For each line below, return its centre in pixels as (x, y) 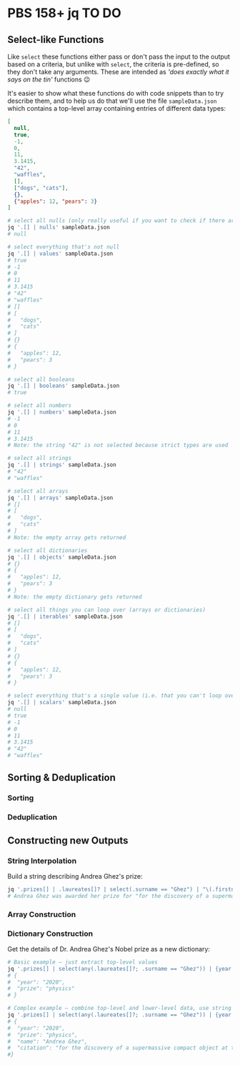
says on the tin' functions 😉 (49, 79)
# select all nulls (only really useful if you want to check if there (116, 221)
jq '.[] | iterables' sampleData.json (65, 616)
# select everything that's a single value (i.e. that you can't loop (115, 696)
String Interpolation (42, 861)
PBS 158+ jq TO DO (64, 13)
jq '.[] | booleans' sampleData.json (64, 386)
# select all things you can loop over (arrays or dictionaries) (106, 610)
